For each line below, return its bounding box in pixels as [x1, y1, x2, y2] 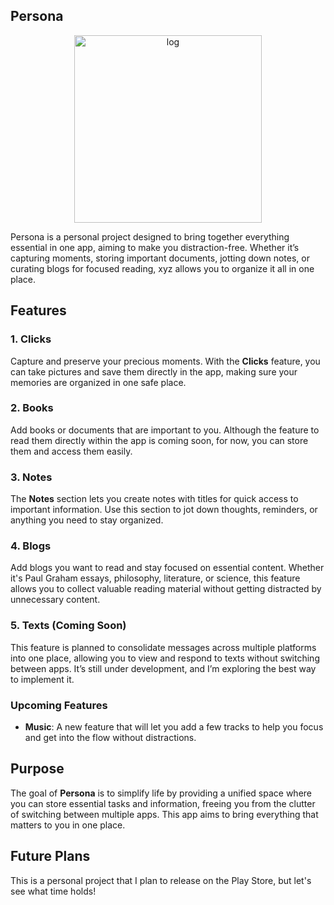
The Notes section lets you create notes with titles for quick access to [10, 493, 299, 505]
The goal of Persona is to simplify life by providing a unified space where [10, 787, 312, 799]
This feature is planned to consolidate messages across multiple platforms [10, 641, 317, 653]
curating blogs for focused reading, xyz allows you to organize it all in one [10, 262, 315, 274]
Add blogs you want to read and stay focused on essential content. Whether [10, 562, 325, 574]
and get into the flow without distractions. [24, 731, 197, 743]
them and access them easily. [10, 445, 133, 457]
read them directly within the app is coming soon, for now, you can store [10, 434, 309, 446]
